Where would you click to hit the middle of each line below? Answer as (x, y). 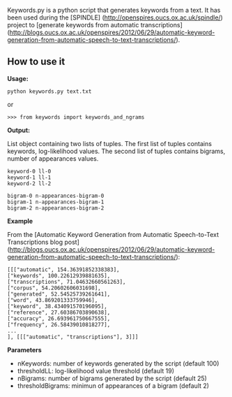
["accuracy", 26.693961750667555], (59, 318)
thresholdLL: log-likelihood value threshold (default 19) (95, 370)
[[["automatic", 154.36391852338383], (63, 269)
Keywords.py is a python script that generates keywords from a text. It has (114, 10)
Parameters (24, 349)
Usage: (18, 78)
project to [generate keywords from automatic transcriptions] (95, 25)
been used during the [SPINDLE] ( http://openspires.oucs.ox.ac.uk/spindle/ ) (115, 17)
